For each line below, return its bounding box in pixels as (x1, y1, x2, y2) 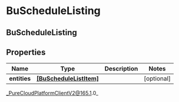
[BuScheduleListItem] (36, 74, 99, 83)
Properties (6, 47, 46, 57)
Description (104, 64, 138, 73)
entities (9, 74, 31, 83)
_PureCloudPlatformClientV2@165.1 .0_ (6, 90, 99, 97)
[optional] (143, 74, 171, 83)
